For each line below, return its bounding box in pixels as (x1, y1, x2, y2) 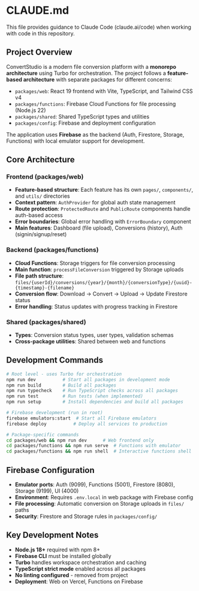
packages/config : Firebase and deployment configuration (14, 119, 156, 126)
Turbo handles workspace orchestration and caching (14, 559, 147, 566)
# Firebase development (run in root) (6, 410, 103, 416)
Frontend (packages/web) (6, 173, 84, 181)
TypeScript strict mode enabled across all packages (14, 565, 146, 572)
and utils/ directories (14, 192, 70, 200)
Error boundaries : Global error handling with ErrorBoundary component (14, 218, 192, 225)
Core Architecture (6, 155, 75, 165)
